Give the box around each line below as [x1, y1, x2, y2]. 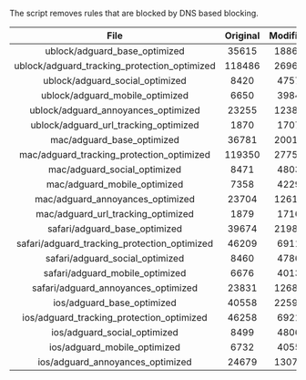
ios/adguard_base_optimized [53, 296, 177, 309]
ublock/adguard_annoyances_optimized [29, 104, 200, 117]
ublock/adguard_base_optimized [45, 45, 185, 57]
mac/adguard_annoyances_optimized [35, 193, 196, 205]
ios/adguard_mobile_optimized [48, 341, 180, 354]
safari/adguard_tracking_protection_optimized [16, 237, 214, 250]
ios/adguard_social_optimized [51, 326, 179, 338]
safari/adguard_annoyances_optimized [31, 282, 199, 294]
